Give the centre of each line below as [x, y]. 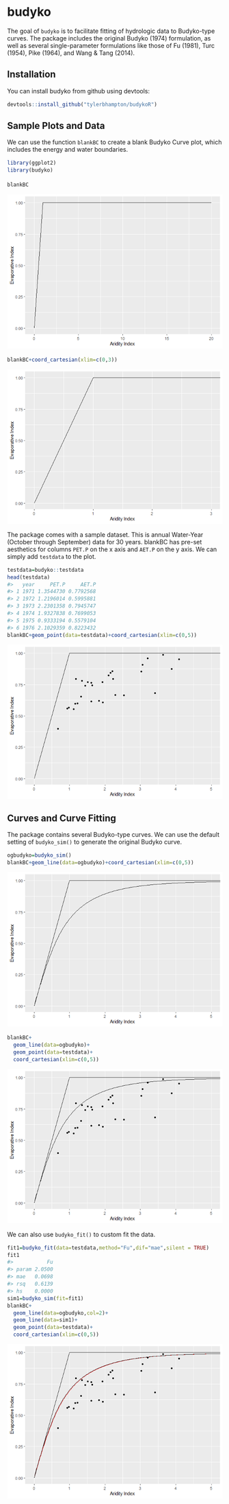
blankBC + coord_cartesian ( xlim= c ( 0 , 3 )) [62, 360]
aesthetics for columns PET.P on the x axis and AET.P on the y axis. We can [112, 549]
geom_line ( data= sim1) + [45, 1320]
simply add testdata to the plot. [52, 556]
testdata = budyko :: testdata [45, 570]
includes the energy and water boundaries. [68, 150]
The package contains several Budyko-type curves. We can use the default [113, 835]
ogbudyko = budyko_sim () [39, 855]
